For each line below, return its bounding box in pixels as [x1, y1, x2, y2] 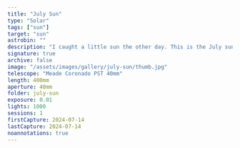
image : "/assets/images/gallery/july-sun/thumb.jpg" [7, 63, 168, 70]
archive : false [7, 57, 53, 64]
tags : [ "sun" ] [7, 23, 50, 31]
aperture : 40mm [7, 83, 53, 90]
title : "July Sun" [7, 10, 62, 18]
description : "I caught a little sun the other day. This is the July [7, 43, 222, 51]
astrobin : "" [7, 37, 46, 44]
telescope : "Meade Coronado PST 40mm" [7, 70, 123, 77]
